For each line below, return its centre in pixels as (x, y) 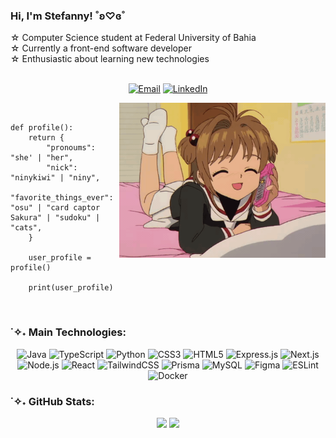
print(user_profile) (71, 288)
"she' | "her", (42, 158)
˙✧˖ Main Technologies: (68, 332)
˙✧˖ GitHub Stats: (52, 401)
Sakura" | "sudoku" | (55, 218)
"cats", (26, 228)
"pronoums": (71, 148)
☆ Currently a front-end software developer (101, 48)
